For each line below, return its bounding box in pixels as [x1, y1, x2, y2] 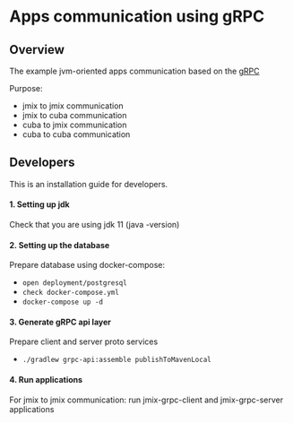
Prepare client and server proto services [9, 336, 159, 347]
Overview [9, 42, 65, 57]
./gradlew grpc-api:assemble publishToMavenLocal [22, 356, 212, 365]
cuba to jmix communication [22, 119, 127, 130]
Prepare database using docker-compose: [9, 260, 166, 271]
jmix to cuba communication [22, 110, 127, 120]
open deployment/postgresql [22, 279, 127, 288]
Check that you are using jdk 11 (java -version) [9, 220, 180, 230]
